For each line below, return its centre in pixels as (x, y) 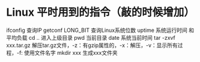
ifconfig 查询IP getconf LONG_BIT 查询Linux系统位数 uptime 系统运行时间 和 (100, 30)
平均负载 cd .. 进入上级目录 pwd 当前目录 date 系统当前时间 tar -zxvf (91, 37)
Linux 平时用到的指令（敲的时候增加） (101, 12)
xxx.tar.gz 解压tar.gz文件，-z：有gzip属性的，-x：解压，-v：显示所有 (92, 45)
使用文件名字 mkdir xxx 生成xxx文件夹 (71, 52)
